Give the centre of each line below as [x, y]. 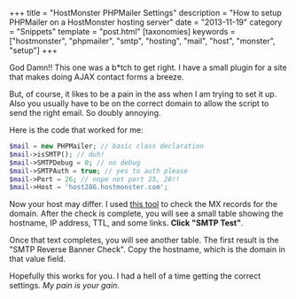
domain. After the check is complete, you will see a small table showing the [146, 214]
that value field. [38, 259]
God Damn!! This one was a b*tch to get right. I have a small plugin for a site [148, 67]
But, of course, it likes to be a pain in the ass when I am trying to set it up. [143, 94]
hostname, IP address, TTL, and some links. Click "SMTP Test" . [126, 223]
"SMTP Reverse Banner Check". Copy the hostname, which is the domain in [148, 249]
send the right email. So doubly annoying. [85, 113]
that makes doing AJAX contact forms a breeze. [97, 77]
